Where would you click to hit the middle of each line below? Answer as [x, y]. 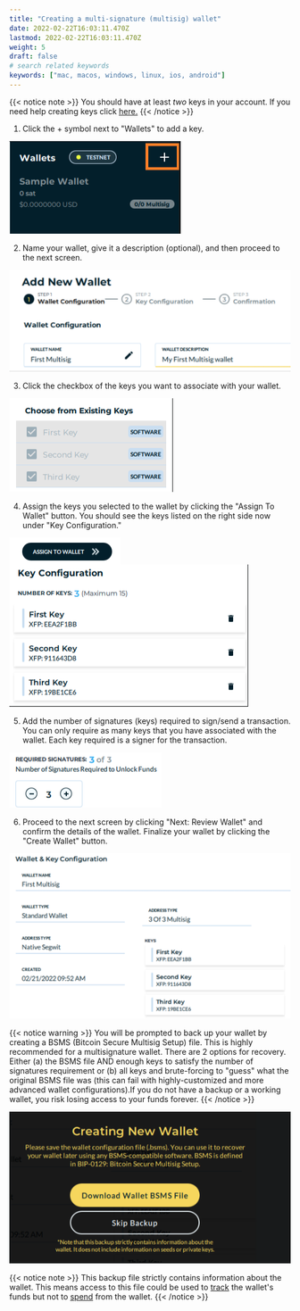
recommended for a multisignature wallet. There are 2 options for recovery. [148, 1052]
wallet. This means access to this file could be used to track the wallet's [142, 1287]
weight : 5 [28, 47]
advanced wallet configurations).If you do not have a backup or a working [145, 1090]
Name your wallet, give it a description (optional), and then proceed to [151, 248]
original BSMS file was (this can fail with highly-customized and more [137, 1081]
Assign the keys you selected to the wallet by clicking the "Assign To [148, 506]
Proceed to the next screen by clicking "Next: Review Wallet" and [142, 822]
